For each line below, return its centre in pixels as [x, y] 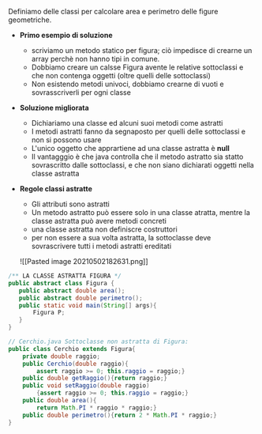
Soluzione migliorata [54, 108]
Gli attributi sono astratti [71, 204]
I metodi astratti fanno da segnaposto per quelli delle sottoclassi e [138, 131]
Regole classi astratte [56, 189]
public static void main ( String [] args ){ [88, 305]
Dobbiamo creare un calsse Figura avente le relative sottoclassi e [137, 67]
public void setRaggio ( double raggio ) [86, 386]
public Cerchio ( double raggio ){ [75, 364]
